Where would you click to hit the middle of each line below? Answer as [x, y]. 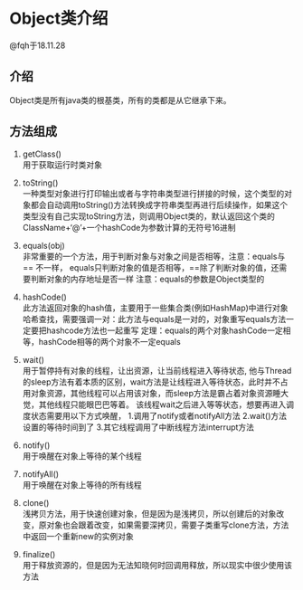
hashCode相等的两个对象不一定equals [109, 341]
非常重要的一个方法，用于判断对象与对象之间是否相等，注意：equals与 [154, 256]
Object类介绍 [59, 19]
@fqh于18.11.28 [38, 45]
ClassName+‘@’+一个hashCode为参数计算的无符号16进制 [129, 227]
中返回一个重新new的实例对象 [78, 536]
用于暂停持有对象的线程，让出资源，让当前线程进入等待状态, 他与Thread [157, 370]
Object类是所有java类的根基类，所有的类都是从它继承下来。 [121, 100]
